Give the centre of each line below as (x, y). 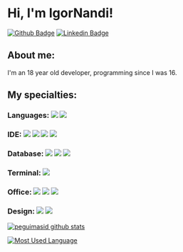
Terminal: (24, 173)
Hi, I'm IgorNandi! (61, 13)
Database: (26, 153)
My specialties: (42, 95)
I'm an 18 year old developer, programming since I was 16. (92, 72)
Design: (21, 211)
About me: (31, 55)
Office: (20, 192)
